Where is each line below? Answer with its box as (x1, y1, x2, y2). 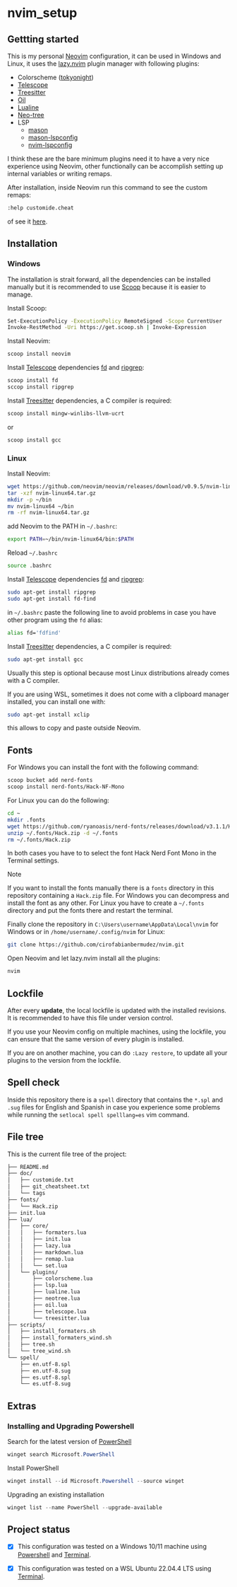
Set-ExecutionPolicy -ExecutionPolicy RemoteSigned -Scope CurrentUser (7, 317, 222, 325)
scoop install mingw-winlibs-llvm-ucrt (7, 410, 125, 417)
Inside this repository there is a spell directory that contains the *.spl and (7, 1095, 224, 1104)
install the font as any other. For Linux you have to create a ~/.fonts (7, 899, 205, 907)
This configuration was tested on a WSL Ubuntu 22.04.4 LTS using (17, 1564, 212, 1572)
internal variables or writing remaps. (7, 170, 112, 178)
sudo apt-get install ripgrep (7, 589, 97, 596)
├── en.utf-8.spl (20, 1361, 71, 1368)
